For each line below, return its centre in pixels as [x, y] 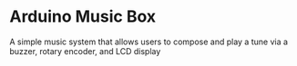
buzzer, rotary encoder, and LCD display [85, 51]
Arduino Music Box [83, 17]
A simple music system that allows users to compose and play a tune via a [149, 42]
